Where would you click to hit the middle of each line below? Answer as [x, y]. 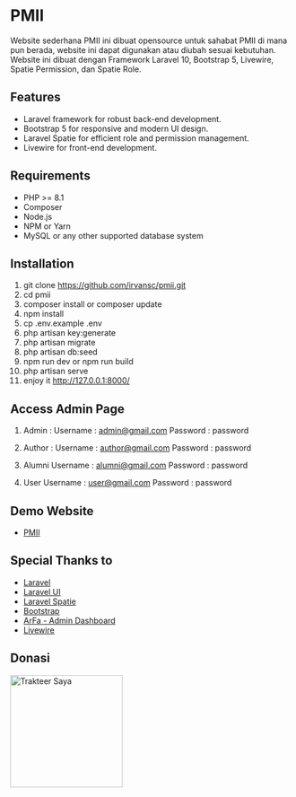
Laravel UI [42, 591]
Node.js [38, 216]
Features [35, 97]
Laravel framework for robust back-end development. [122, 118]
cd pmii [37, 295]
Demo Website [52, 511]
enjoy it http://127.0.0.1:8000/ [77, 381]
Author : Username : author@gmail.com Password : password [137, 448]
